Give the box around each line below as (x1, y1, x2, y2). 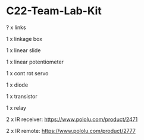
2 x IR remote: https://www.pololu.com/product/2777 (6, 127, 136, 134)
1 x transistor (6, 93, 37, 100)
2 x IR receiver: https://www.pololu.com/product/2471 (6, 116, 138, 123)
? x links (6, 24, 26, 31)
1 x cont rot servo (6, 69, 49, 77)
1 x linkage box (6, 35, 43, 42)
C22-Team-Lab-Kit (6, 4, 102, 18)
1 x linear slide (6, 46, 41, 54)
